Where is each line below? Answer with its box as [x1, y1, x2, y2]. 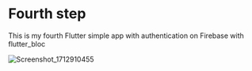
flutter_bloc [8, 39, 46, 48]
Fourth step [8, 5, 86, 23]
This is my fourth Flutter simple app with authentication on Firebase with [8, 31, 244, 40]
